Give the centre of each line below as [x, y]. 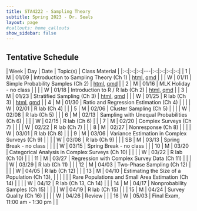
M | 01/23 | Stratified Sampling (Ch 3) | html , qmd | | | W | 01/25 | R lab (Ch [96, 96]
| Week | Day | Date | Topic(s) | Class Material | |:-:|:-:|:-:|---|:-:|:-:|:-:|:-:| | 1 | [98, 71]
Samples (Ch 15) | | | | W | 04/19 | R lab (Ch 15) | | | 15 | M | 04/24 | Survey [96, 189]
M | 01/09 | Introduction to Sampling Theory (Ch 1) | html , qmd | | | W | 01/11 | [99, 77]
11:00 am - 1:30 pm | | [32, 202]
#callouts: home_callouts [38, 28]
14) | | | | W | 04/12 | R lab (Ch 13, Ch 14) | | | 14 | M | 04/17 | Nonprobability [96, 183]
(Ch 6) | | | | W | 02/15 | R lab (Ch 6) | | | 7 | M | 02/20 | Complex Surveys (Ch [99, 121]
